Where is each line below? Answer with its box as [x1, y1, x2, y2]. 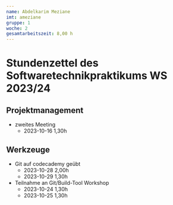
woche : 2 [6, 25, 28, 31]
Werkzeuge [6, 144, 51, 154]
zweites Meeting [14, 121, 56, 128]
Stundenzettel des [6, 56, 99, 70]
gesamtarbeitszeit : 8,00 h [6, 31, 73, 37]
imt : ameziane [6, 14, 42, 20]
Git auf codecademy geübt [14, 160, 81, 167]
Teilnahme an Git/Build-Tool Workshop [14, 179, 109, 186]
